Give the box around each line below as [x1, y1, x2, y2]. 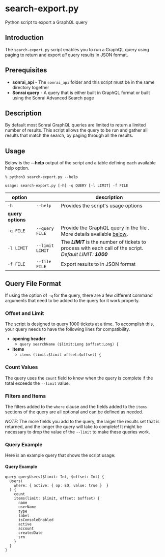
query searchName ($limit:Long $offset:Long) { [19, 342, 119, 347]
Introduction [5, 33, 44, 42]
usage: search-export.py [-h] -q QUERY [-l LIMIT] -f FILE [5, 183, 129, 188]
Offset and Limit [5, 309, 44, 316]
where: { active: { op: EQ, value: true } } [14, 483, 109, 488]
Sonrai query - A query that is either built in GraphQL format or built [12, 90, 150, 95]
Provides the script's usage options [61, 202, 142, 209]
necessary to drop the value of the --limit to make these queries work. [5, 429, 150, 434]
